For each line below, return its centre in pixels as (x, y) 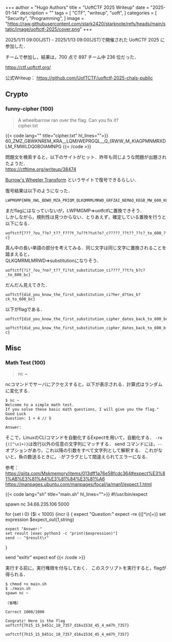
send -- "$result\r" (27, 538)
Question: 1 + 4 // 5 (28, 418)
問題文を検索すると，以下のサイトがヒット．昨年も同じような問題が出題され (86, 157)
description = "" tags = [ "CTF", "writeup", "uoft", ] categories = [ (89, 13)
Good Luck (16, 414)
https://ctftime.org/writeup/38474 (41, 169)
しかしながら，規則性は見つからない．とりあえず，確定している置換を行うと (86, 217)
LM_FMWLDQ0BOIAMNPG (34, 146)
